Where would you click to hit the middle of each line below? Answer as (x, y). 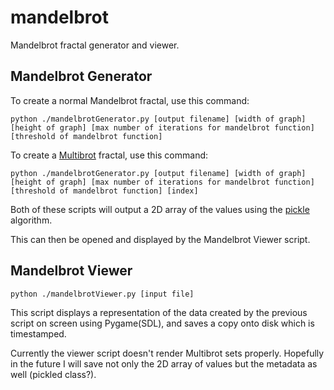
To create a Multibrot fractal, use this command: (109, 155)
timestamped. (38, 333)
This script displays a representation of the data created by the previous (159, 312)
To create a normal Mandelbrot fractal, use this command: (130, 100)
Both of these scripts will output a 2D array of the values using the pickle (160, 209)
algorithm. (31, 220)
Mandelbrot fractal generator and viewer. (95, 45)
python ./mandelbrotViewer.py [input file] (102, 294)
